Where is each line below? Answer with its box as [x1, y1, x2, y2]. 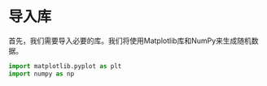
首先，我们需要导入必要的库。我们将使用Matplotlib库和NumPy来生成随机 [8, 36, 252, 45]
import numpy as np [8, 70, 75, 78]
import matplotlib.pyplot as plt [8, 62, 122, 70]
